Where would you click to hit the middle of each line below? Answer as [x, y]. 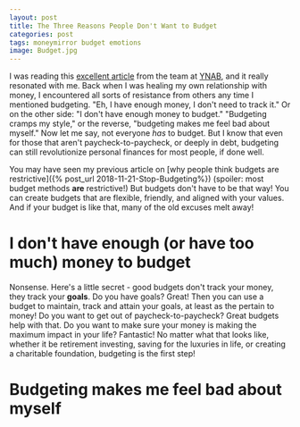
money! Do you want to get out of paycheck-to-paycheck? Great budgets [144, 316]
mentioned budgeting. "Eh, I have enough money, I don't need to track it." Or [150, 105]
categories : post [42, 34]
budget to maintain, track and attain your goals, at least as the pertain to [142, 306]
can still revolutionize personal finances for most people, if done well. [137, 152]
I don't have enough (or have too [132, 243]
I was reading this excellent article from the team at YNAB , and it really [139, 76]
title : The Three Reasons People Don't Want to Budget [113, 26]
